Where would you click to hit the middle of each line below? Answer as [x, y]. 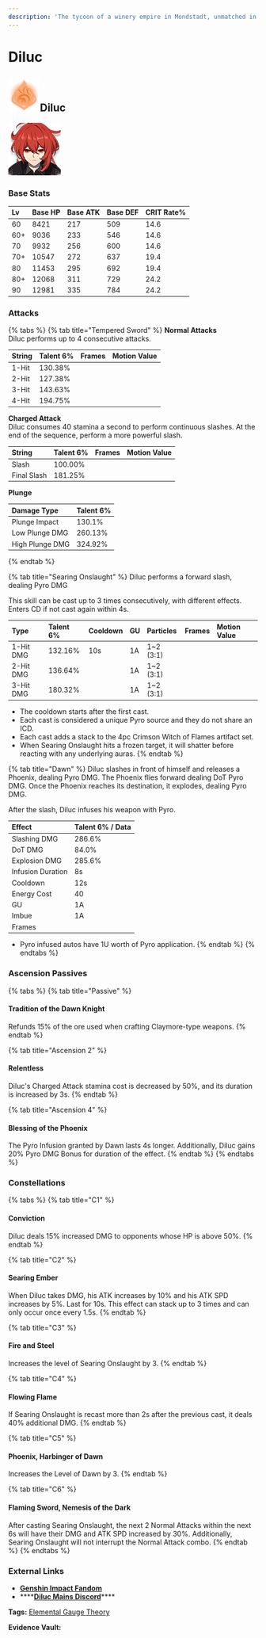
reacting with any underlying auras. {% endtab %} [101, 754]
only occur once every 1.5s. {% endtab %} [77, 1312]
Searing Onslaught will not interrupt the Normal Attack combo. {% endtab [128, 1542]
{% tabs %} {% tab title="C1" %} [61, 1200]
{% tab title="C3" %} [42, 1327]
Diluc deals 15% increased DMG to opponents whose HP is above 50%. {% [131, 1235]
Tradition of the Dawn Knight [57, 1009]
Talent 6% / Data [103, 827]
